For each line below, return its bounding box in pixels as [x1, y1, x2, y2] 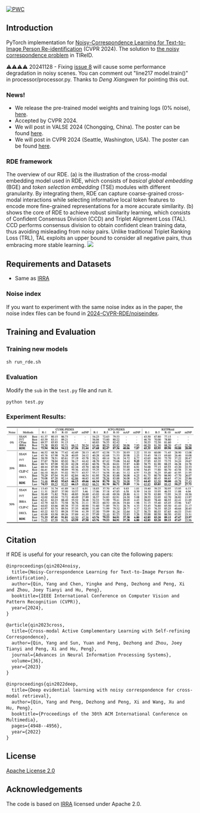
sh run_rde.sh [6, 359, 42, 365]
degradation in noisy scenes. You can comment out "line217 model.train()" [6, 69, 189, 77]
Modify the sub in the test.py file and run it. [6, 386, 113, 394]
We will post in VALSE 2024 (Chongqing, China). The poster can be [14, 123, 180, 131]
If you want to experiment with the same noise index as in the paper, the [6, 303, 183, 310]
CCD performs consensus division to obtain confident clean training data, [6, 222, 186, 229]
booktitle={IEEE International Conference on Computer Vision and [11, 593, 180, 599]
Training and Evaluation [6, 326, 96, 337]
